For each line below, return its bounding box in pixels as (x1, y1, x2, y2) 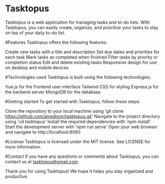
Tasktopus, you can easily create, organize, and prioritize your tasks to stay (5, 24, 159, 30)
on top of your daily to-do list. (5, 30, 66, 36)
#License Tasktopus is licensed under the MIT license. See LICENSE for (5, 139, 151, 145)
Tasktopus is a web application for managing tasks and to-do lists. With (5, 19, 150, 25)
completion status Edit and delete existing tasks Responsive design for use (5, 59, 157, 65)
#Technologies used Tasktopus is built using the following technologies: (5, 74, 151, 80)
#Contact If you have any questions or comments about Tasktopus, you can (5, 153, 159, 159)
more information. (5, 144, 41, 149)
